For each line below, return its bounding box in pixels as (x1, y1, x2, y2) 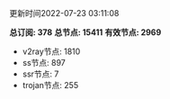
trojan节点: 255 (22, 80, 79, 90)
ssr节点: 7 (22, 68, 59, 79)
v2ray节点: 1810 (22, 46, 81, 57)
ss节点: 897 (22, 58, 66, 67)
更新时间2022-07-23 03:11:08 (9, 8, 120, 18)
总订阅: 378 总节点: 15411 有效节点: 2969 (9, 27, 162, 38)
